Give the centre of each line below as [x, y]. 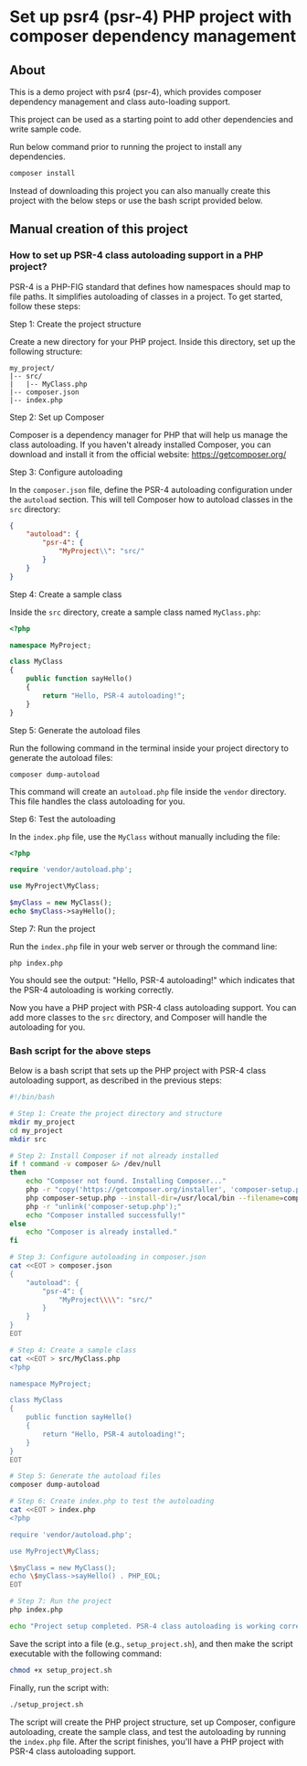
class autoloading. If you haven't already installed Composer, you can [140, 444]
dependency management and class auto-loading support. [120, 102]
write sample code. [46, 129]
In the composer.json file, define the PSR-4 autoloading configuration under [151, 489]
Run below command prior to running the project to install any [126, 147]
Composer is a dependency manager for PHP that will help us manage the [148, 434]
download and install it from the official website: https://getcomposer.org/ [148, 454]
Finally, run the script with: [59, 1687]
